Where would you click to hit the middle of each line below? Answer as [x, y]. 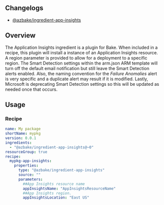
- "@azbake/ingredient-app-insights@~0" [52, 147]
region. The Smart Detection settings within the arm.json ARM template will [82, 63]
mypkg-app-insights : [31, 161]
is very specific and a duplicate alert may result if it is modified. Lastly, [77, 79]
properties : [26, 166]
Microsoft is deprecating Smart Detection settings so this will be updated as [82, 84]
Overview [20, 36]
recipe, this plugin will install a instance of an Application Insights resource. [82, 52]
